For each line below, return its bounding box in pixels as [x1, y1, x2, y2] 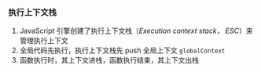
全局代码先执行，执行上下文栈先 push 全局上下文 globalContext [19, 45, 226, 56]
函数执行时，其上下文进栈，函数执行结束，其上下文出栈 [19, 56, 199, 65]
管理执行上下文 [19, 36, 68, 45]
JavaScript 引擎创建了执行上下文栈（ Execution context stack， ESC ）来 [19, 26, 253, 36]
